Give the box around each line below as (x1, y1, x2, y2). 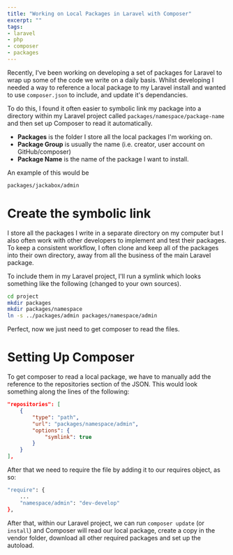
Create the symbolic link (7, 206, 151, 221)
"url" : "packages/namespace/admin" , (32, 420, 139, 427)
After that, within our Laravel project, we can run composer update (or (7, 519, 204, 527)
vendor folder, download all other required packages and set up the (7, 533, 201, 542)
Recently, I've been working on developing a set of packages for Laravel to (7, 68, 223, 77)
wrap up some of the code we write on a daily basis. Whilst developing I (7, 75, 214, 84)
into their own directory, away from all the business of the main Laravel (7, 251, 211, 259)
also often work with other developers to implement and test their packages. (7, 236, 227, 245)
